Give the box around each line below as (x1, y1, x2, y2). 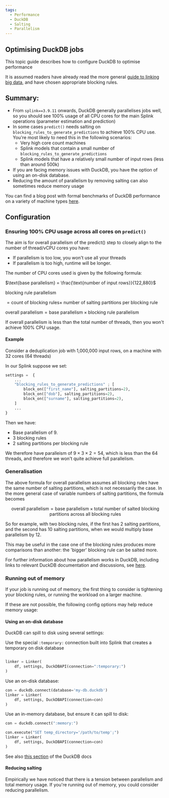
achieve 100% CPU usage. (5, 324, 61, 330)
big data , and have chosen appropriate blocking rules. (5, 79, 118, 85)
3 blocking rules (12, 435, 47, 441)
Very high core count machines (20, 140, 86, 146)
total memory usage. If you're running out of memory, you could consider (5, 782, 159, 788)
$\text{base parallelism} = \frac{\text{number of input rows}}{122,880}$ (5, 280, 156, 286)
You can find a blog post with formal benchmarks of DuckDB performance (5, 192, 161, 198)
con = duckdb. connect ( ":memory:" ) (5, 721, 79, 726)
